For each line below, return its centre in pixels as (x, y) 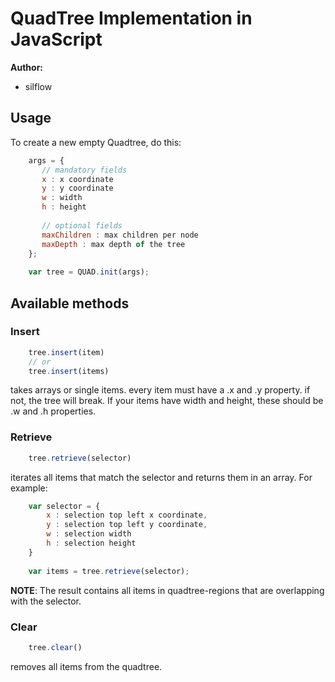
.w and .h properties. (53, 411)
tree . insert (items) (69, 371)
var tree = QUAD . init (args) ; (89, 272)
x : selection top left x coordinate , (127, 515)
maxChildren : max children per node (120, 235)
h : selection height (91, 543)
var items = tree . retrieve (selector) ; (109, 571)
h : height (64, 207)
